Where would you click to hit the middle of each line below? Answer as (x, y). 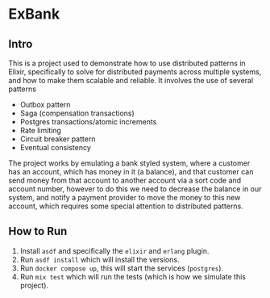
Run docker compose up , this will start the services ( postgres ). (122, 268)
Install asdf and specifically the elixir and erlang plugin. (114, 250)
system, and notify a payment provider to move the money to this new (125, 197)
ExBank (34, 14)
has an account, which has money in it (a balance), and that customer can (131, 172)
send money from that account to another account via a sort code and (125, 180)
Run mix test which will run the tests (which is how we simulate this (133, 276)
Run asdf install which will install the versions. (100, 259)
